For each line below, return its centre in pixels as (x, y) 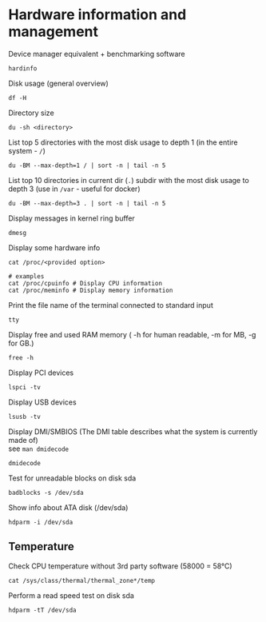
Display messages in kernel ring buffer (72, 218)
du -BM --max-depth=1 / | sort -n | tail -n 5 (87, 165)
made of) (23, 440)
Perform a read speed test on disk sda (71, 595)
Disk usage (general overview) (59, 83)
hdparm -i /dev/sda (41, 522)
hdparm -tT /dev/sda (43, 610)
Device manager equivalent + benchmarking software (97, 54)
